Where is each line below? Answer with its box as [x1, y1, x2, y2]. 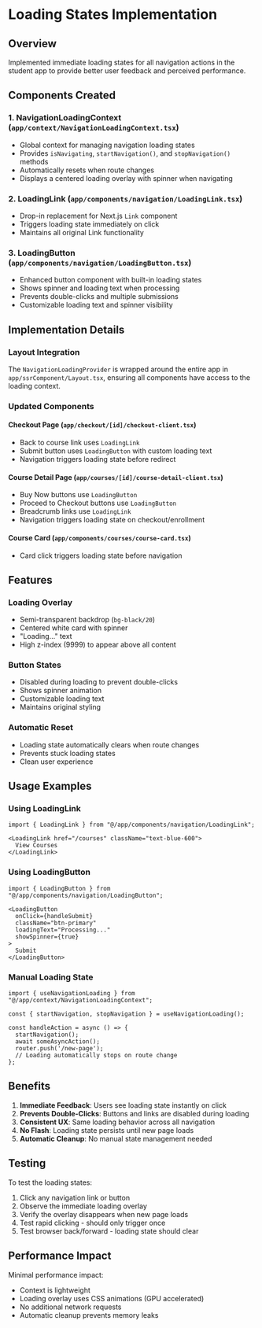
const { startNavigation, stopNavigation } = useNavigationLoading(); [8, 1010, 245, 1018]
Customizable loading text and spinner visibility [19, 301, 173, 310]
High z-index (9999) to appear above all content [19, 640, 177, 650]
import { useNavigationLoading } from [8, 990, 135, 998]
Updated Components [8, 400, 94, 411]
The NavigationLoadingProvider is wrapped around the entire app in [8, 364, 228, 374]
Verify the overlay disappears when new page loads [19, 1209, 189, 1219]
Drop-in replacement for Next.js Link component [19, 211, 178, 220]
